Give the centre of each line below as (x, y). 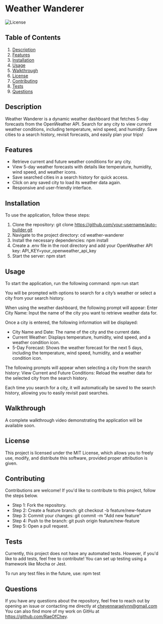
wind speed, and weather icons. (44, 172)
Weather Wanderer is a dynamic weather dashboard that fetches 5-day (77, 119)
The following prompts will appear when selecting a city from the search (78, 368)
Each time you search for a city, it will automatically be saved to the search (80, 388)
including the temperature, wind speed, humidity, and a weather (77, 353)
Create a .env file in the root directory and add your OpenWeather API (82, 246)
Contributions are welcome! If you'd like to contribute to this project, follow (80, 491)
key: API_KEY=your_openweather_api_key (54, 251)
